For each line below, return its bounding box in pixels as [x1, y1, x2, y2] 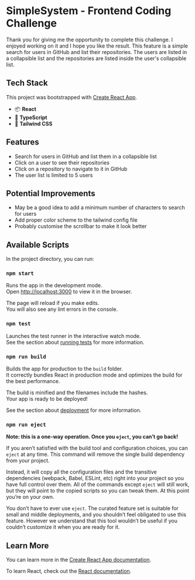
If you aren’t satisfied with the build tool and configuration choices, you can [6, 445, 189, 452]
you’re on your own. [6, 494, 54, 501]
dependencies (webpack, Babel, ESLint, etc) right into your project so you [6, 475, 184, 482]
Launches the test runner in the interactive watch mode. [6, 332, 142, 339]
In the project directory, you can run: [6, 256, 94, 263]
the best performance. [6, 378, 60, 385]
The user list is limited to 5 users [14, 172, 93, 179]
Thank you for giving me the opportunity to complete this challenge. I [6, 36, 173, 43]
